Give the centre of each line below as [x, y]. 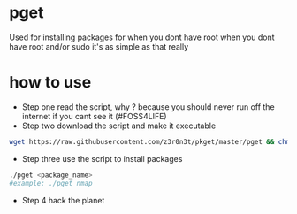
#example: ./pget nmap [51, 183]
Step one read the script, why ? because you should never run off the [148, 107]
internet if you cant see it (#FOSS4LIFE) [94, 116]
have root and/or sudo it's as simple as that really [99, 46]
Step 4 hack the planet [63, 200]
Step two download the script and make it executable [119, 126]
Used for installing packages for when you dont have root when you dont [142, 37]
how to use [50, 83]
